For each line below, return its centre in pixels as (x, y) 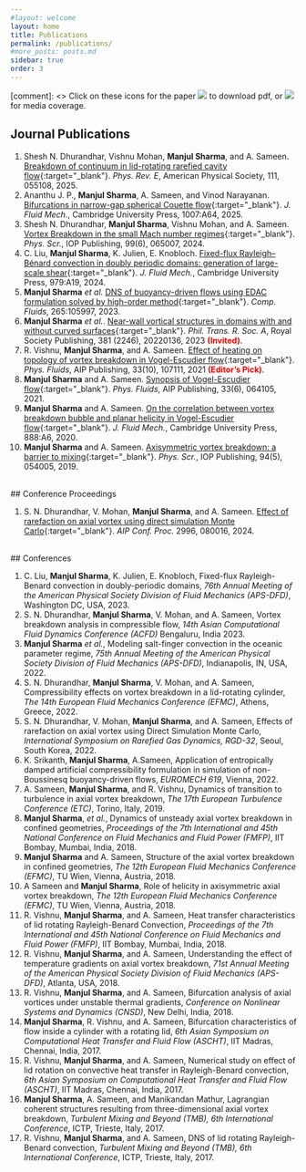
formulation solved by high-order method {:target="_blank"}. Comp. (150, 301)
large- (267, 263)
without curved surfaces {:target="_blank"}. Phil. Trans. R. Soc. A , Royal (158, 330)
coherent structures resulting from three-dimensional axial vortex (146, 1108)
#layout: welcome (43, 18)
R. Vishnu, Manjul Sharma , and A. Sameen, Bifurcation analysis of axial (157, 992)
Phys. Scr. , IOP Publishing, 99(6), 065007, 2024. (114, 244)
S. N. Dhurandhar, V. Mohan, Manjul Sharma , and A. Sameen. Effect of (156, 511)
